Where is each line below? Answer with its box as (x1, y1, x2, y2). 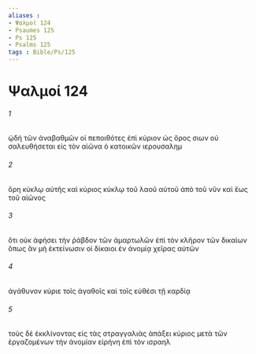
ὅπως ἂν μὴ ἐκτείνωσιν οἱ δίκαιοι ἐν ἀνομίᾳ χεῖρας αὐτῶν (8, 243, 199, 253)
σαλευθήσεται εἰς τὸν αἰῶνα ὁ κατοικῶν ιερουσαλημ (8, 141, 183, 151)
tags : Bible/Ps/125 (8, 48, 76, 56)
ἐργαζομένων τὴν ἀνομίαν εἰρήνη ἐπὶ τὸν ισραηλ (8, 337, 171, 347)
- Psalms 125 (8, 41, 51, 49)
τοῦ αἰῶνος (8, 193, 46, 202)
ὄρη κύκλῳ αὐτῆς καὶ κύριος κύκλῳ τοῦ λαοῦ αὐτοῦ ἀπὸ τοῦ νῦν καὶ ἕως (8, 184, 248, 194)
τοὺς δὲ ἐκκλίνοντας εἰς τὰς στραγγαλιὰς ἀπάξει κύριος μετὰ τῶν (8, 329, 228, 338)
